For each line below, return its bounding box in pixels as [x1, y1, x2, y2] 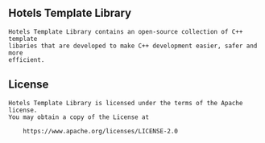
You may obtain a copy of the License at [8, 112, 150, 121]
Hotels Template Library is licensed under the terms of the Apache [8, 99, 243, 107]
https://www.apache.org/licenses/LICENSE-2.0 [23, 127, 179, 135]
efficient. [8, 55, 45, 63]
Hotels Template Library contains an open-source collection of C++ [8, 27, 243, 35]
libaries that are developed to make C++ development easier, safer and [8, 42, 258, 50]
